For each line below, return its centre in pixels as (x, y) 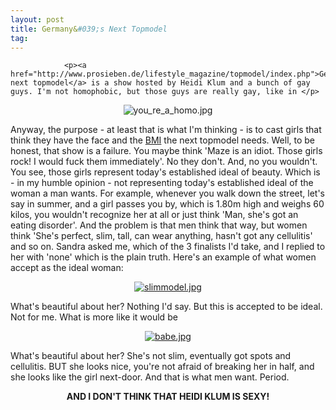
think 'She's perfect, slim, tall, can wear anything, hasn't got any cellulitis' (161, 236)
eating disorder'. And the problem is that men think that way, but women (159, 225)
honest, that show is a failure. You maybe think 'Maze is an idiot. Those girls (166, 151)
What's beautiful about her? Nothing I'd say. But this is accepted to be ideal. (166, 307)
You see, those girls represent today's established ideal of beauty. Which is (165, 172)
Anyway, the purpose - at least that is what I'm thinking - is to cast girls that (166, 130)
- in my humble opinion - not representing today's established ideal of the (162, 183)
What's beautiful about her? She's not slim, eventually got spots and (151, 356)
